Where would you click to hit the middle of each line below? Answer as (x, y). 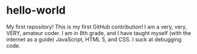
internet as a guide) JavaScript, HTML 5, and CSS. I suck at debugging (94, 39)
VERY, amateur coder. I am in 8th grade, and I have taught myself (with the (99, 33)
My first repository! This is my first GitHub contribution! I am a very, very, (97, 27)
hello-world (36, 10)
